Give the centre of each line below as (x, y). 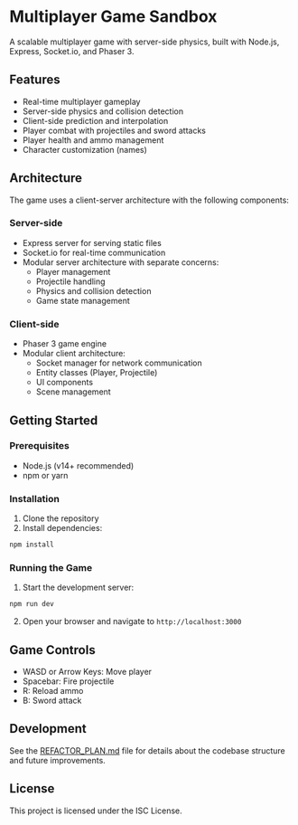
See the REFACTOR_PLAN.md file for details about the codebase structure (148, 750)
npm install (32, 545)
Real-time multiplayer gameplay (81, 101)
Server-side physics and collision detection (102, 111)
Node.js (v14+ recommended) (78, 465)
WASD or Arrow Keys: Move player (87, 672)
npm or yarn (45, 475)
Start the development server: (78, 588)
